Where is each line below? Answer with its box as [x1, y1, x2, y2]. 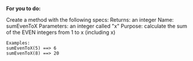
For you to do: [6, 5, 41, 12]
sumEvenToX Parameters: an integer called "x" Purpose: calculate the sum [6, 23, 188, 29]
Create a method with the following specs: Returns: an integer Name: [6, 16, 174, 23]
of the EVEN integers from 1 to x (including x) [6, 29, 116, 36]
